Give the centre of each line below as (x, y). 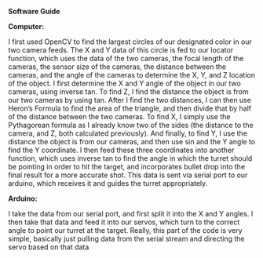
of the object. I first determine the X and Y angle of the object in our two (124, 83)
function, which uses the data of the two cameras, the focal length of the (126, 58)
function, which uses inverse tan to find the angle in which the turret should (130, 158)
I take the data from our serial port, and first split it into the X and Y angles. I (131, 214)
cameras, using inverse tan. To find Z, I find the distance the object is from (128, 92)
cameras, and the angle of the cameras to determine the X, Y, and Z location (131, 75)
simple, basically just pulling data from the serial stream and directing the (126, 239)
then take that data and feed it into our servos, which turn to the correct (124, 222)
